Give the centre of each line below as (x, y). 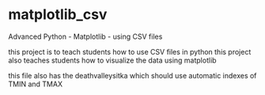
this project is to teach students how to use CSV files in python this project (130, 51)
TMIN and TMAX (36, 84)
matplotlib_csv (58, 15)
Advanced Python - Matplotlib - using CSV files (85, 36)
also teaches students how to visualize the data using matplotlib (112, 60)
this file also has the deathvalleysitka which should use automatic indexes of (132, 75)
